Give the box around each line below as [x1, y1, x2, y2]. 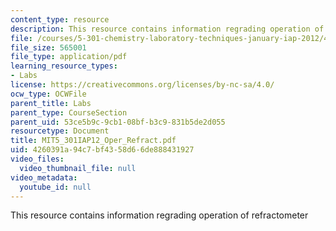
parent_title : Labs [10, 98, 92, 108]
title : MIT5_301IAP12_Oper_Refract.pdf [10, 136, 177, 146]
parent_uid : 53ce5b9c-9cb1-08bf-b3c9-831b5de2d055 [10, 117, 226, 127]
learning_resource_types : [10, 61, 118, 71]
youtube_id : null [19, 182, 92, 192]
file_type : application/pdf [10, 52, 128, 62]
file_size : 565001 [10, 42, 87, 53]
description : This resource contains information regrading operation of [10, 24, 325, 34]
